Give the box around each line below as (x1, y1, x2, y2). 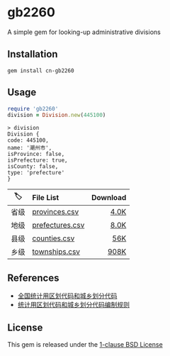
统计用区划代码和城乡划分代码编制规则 (17, 301, 130, 309)
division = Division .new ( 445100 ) (7, 111, 106, 119)
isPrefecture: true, (7, 157, 69, 164)
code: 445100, (7, 137, 50, 144)
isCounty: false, (7, 163, 59, 170)
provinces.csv (32, 207, 79, 217)
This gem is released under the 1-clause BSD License (7, 340, 163, 348)
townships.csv (32, 247, 80, 257)
